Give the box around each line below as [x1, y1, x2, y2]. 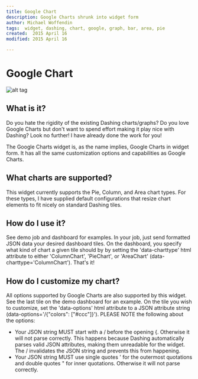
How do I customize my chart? [6, 276, 120, 286]
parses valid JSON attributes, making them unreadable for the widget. [14, 341, 185, 348]
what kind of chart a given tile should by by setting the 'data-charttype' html [6, 247, 191, 254]
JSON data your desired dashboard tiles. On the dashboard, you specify [6, 240, 182, 247]
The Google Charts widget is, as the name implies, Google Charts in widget [6, 143, 189, 150]
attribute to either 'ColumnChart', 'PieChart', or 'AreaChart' [6, 252, 149, 260]
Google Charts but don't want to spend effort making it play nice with [6, 125, 174, 132]
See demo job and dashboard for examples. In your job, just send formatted [6, 234, 190, 241]
